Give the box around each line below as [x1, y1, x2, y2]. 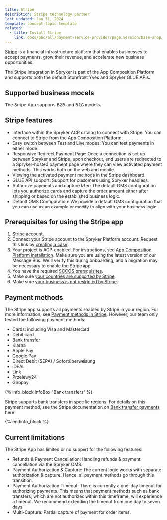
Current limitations [5, 433, 65, 442]
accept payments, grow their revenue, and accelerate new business [5, 54, 144, 60]
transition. [12, 477, 33, 483]
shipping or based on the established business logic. [12, 193, 121, 199]
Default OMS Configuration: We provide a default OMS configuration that [12, 198, 162, 204]
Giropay [12, 379, 29, 386]
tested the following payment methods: [5, 317, 85, 323]
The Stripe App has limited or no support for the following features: [5, 446, 143, 452]
